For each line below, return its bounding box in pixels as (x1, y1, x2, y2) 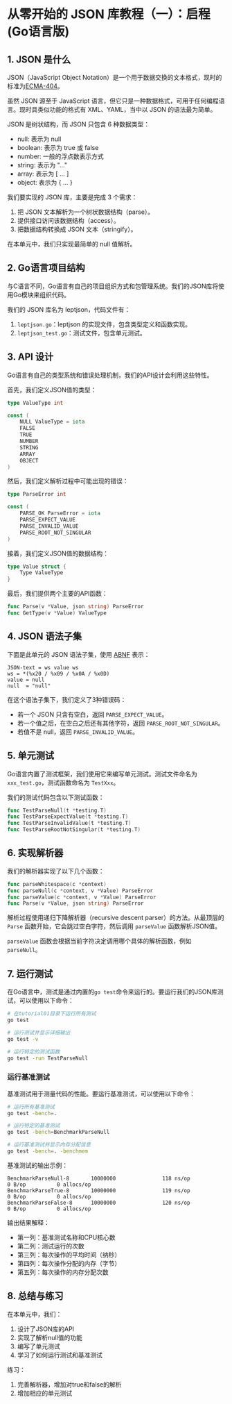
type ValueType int (7, 399, 64, 406)
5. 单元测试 (7, 750, 54, 762)
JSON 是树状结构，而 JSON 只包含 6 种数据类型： (7, 120, 150, 128)
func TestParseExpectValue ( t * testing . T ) (7, 813, 129, 820)
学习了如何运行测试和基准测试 (17, 1351, 102, 1359)
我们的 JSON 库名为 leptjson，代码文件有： (7, 305, 131, 313)
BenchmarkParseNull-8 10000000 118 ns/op (7, 1175, 190, 1182)
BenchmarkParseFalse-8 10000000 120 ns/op (7, 1199, 190, 1206)
